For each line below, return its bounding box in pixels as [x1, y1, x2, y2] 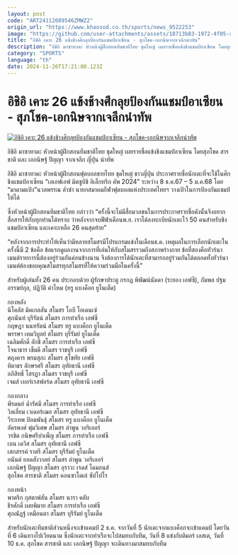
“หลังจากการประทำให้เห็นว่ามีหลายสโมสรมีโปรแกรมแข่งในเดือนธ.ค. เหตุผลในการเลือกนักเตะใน [7, 237, 229, 246]
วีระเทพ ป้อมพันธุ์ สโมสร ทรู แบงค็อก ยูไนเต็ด [7, 415, 113, 423]
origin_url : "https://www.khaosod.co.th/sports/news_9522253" [7, 23, 195, 30]
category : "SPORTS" [7, 50, 65, 57]
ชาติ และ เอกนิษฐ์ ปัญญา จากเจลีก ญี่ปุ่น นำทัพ [7, 155, 114, 164]
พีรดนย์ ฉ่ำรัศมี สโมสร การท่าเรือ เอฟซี [7, 399, 96, 408]
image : [7, 30, 27, 38]
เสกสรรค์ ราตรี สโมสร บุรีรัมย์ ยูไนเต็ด [7, 447, 95, 455]
